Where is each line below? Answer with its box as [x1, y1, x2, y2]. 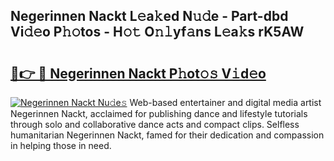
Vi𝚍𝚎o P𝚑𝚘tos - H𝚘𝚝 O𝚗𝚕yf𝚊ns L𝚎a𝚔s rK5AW [10, 24, 305, 41]
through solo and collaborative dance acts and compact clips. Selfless [10, 119, 300, 130]
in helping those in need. [10, 140, 112, 151]
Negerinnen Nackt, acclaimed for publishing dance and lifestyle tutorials [10, 108, 308, 119]
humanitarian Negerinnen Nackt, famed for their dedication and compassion [10, 129, 325, 141]
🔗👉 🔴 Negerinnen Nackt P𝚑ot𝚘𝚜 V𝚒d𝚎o [10, 65, 267, 82]
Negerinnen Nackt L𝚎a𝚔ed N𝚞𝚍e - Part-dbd [10, 8, 289, 25]
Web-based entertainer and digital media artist [129, 97, 322, 108]
